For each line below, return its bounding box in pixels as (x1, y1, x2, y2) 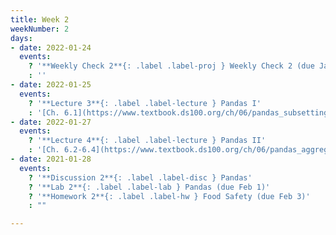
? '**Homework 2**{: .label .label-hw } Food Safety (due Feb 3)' (28, 191, 311, 201)
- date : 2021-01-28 (10, 154, 92, 164)
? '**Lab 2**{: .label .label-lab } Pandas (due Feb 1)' (28, 182, 271, 192)
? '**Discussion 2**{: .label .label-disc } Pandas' (28, 172, 253, 183)
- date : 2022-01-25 (10, 80, 92, 90)
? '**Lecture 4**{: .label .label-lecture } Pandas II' (28, 136, 267, 146)
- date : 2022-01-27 (10, 117, 92, 127)
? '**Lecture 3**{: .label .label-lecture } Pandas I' (28, 98, 262, 108)
